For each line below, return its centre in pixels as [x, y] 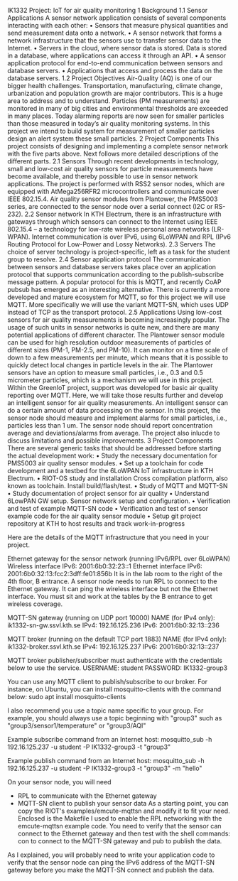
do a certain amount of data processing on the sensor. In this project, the [114, 410]
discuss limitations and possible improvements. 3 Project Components [110, 440]
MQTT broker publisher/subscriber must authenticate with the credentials [115, 660]
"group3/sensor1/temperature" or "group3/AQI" [77, 725]
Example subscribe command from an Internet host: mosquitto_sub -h [110, 739]
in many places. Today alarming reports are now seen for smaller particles [116, 116]
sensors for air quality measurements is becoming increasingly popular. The [118, 320]
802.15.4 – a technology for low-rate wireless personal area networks [109, 229]
